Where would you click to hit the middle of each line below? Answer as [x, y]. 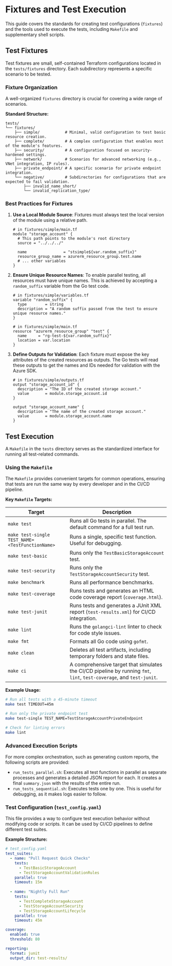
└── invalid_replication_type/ [57, 191]
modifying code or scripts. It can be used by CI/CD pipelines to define [79, 824]
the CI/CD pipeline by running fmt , [110, 671]
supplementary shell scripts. [35, 34]
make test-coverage [31, 594]
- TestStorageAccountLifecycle [52, 911]
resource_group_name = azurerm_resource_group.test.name [80, 257]
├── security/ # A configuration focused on [72, 150]
